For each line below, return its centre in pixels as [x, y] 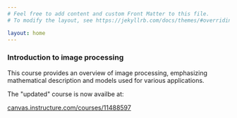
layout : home [26, 33]
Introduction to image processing [66, 58]
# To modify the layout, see [50, 20]
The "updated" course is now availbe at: [66, 94]
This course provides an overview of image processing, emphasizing [108, 73]
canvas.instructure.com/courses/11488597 [69, 107]
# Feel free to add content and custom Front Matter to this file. [109, 14]
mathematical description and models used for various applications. [106, 80]
